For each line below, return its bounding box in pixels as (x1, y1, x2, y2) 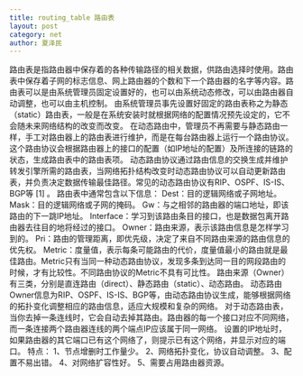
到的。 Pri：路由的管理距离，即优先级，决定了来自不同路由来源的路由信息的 (9, 234, 290, 244)
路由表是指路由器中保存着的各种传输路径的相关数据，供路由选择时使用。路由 (9, 64, 294, 75)
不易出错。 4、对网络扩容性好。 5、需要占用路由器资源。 (16, 357, 230, 368)
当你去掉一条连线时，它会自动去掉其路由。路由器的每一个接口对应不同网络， (9, 312, 294, 323)
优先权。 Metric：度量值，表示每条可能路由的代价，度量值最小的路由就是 (9, 244, 281, 255)
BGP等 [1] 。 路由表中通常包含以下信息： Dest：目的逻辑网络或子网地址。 (9, 188, 282, 199)
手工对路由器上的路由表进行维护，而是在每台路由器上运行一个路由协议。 (24, 132, 294, 142)
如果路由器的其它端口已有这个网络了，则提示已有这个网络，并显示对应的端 (9, 335, 286, 345)
